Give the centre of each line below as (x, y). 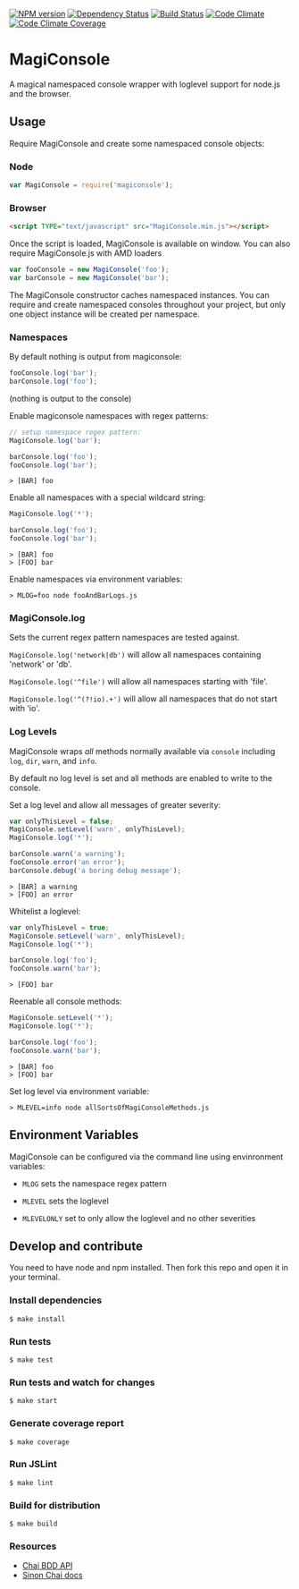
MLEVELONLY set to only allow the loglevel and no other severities (139, 1218)
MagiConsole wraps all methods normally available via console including (142, 751)
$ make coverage (39, 1442)
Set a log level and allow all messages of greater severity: (115, 804)
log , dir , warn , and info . (53, 761)
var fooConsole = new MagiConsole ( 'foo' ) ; (89, 270)
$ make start (33, 1401)
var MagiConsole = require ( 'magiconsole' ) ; (91, 185)
